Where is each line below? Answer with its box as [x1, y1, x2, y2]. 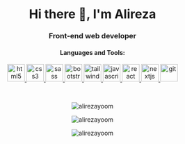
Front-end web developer [48, 31, 137, 41]
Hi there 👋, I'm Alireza [29, 6, 156, 22]
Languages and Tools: [60, 48, 125, 56]
